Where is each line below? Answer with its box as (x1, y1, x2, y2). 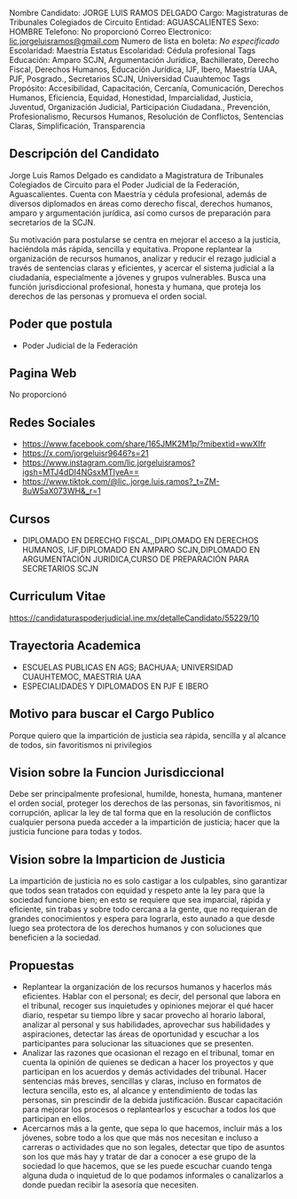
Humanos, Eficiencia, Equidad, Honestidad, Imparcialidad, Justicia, (9, 92, 254, 103)
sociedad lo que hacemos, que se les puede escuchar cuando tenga (21, 1160, 272, 1171)
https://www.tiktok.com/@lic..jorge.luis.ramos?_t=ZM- (21, 477, 220, 487)
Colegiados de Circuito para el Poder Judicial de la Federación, (9, 179, 239, 190)
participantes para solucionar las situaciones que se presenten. (21, 1037, 254, 1048)
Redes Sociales (9, 414, 96, 430)
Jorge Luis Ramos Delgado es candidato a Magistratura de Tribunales (9, 170, 264, 180)
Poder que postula (9, 317, 113, 332)
